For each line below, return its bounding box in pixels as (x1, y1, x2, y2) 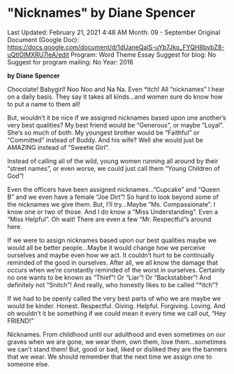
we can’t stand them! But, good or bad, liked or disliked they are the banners (7, 345, 228, 353)
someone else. (7, 359, 50, 368)
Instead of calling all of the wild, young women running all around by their (7, 156, 219, 165)
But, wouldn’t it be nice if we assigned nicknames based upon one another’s (7, 113, 226, 122)
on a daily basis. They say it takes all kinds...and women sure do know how (7, 92, 224, 101)
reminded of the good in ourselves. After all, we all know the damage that (7, 258, 219, 267)
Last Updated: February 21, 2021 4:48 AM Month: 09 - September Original (7, 28, 221, 36)
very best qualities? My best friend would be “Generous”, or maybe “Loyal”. (7, 120, 224, 129)
